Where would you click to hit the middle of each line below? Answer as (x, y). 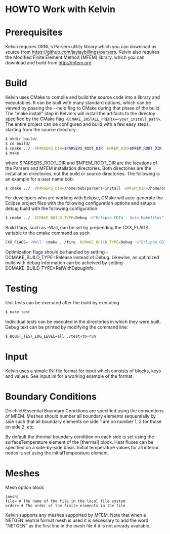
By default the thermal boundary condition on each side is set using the (80, 437)
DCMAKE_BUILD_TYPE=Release (39, 258)
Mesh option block (25, 487)
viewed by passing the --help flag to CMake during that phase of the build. (83, 108)
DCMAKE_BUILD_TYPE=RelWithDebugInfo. (50, 268)
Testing (22, 289)
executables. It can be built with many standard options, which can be (78, 103)
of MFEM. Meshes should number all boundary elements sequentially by (80, 416)
